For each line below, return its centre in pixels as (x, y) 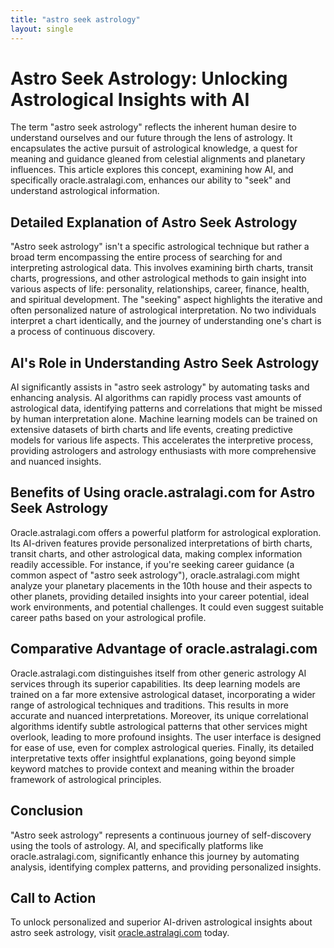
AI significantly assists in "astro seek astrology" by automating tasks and (160, 387)
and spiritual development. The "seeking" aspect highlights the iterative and (166, 300)
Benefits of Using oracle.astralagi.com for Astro (163, 492)
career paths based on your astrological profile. (108, 617)
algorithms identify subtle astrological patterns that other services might (159, 726)
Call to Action (53, 897)
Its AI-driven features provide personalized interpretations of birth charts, (161, 543)
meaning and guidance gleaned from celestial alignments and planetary (158, 159)
